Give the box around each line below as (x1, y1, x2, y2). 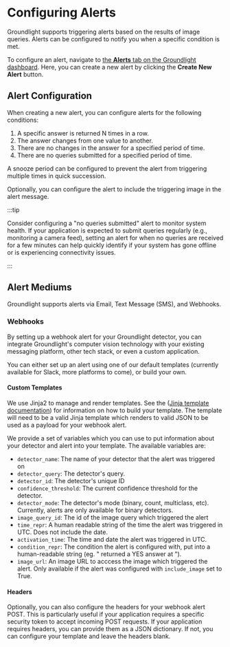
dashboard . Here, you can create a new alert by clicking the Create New (7, 63, 212, 71)
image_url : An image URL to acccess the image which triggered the (16, 558, 208, 566)
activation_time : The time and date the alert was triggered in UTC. (16, 535, 207, 544)
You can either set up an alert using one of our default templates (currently (7, 360, 219, 369)
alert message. (7, 192, 49, 200)
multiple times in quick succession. (7, 171, 106, 180)
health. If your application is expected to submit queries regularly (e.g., (7, 226, 207, 235)
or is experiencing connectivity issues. (7, 248, 116, 256)
